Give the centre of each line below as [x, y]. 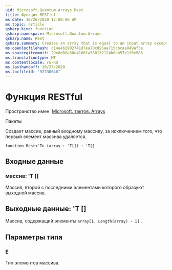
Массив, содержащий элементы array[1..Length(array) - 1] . [74, 221]
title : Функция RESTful [31, 15]
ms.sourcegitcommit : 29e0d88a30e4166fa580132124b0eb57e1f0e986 [74, 53]
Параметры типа [34, 237]
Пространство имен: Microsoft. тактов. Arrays [55, 111]
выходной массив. [26, 193]
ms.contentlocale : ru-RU [32, 62]
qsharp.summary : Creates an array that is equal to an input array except [87, 43]
